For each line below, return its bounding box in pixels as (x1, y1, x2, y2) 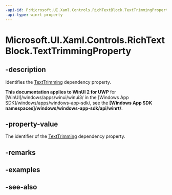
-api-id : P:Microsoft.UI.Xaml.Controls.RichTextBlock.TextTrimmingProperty (5, 7, 170, 13)
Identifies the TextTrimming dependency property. (5, 79, 111, 85)
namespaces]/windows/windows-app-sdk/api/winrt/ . (5, 105, 123, 111)
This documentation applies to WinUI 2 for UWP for (5, 89, 116, 95)
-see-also (5, 183, 37, 191)
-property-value (5, 119, 58, 128)
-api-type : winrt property (5, 12, 63, 17)
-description (5, 65, 46, 74)
